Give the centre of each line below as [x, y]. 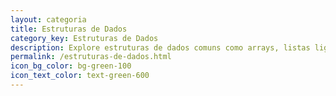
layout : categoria [48, 19]
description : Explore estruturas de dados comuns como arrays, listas [160, 47]
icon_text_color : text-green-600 [80, 76]
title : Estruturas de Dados [69, 29]
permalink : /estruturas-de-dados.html [91, 57]
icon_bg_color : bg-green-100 [71, 66]
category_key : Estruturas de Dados [84, 38]
